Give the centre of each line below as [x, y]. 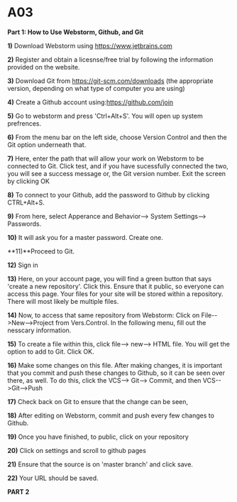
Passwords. [24, 224]
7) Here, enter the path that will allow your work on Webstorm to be [106, 158]
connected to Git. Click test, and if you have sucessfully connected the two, [118, 166]
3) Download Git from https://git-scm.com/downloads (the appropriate [110, 81]
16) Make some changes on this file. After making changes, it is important [115, 365]
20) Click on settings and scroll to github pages [77, 450]
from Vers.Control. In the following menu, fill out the [131, 322]
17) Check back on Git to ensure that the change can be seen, [98, 401]
